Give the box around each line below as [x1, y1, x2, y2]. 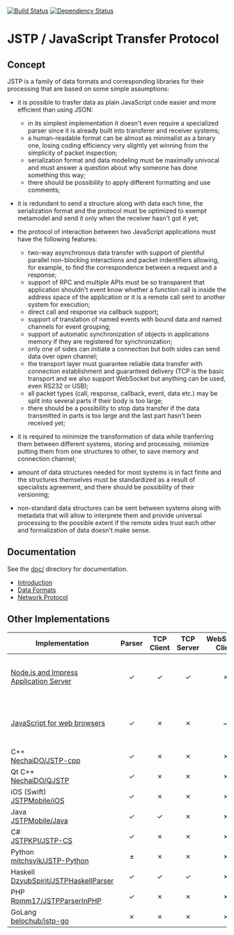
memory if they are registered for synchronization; [27, 337, 173, 345]
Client [149, 642, 171, 652]
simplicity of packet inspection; [27, 149, 118, 157]
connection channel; [17, 455, 77, 463]
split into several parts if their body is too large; [27, 397, 164, 404]
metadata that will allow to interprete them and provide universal [17, 511, 202, 519]
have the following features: [17, 235, 97, 243]
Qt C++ [10, 767, 35, 777]
